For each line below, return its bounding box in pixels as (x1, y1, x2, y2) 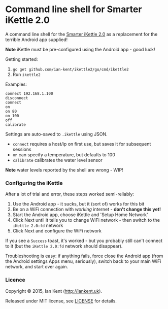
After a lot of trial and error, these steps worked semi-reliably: (5, 191, 135, 197)
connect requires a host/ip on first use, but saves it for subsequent (12, 141, 151, 147)
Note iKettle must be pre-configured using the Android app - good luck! (5, 46, 155, 52)
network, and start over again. (5, 264, 69, 270)
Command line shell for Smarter (5, 4, 142, 15)
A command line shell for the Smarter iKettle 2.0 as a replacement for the (5, 31, 158, 37)
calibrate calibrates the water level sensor (12, 157, 103, 163)
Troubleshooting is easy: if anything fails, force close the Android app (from (5, 253, 163, 259)
